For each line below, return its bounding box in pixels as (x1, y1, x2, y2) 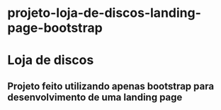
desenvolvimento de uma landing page (7, 91, 183, 103)
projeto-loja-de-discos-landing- (7, 5, 202, 21)
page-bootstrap (7, 20, 103, 36)
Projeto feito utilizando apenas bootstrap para (7, 80, 215, 92)
